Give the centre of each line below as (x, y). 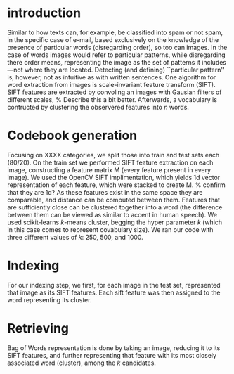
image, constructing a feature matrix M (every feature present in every (109, 169)
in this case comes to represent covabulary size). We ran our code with (110, 229)
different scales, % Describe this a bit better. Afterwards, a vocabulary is (112, 99)
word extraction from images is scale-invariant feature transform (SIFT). (111, 84)
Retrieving (38, 328)
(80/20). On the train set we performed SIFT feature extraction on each (110, 162)
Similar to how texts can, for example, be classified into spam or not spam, (115, 32)
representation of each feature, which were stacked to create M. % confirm (117, 185)
